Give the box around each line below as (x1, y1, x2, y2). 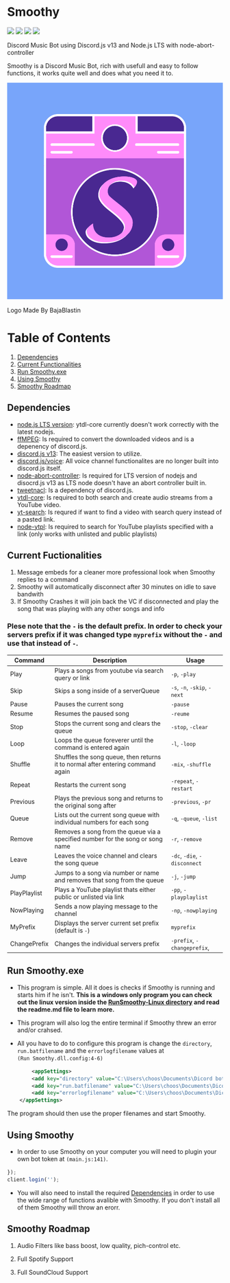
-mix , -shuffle (170, 760, 212, 768)
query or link (54, 673, 90, 682)
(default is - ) (54, 926, 90, 935)
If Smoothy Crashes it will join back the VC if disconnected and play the (16, 597, 219, 605)
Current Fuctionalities (7, 550, 103, 561)
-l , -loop (170, 739, 196, 748)
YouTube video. (16, 500, 62, 509)
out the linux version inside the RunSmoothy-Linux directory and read (16, 998, 220, 1006)
